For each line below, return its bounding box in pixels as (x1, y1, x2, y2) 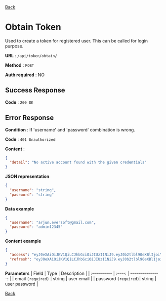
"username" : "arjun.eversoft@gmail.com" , (9, 220, 96, 225)
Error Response (5, 114, 54, 122)
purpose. (5, 43, 24, 49)
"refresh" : (9, 257, 32, 261)
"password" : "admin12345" (9, 224, 63, 229)
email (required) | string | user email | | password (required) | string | (14, 275, 157, 281)
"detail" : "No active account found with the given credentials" (9, 160, 147, 165)
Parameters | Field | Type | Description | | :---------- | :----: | (5, 270, 129, 276)
